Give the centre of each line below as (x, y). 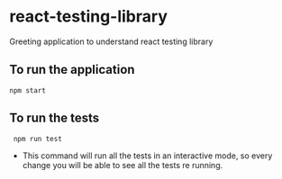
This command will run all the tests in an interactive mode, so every (147, 156)
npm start (28, 90)
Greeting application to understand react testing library (111, 41)
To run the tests (55, 118)
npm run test (38, 139)
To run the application (72, 70)
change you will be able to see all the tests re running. (123, 165)
